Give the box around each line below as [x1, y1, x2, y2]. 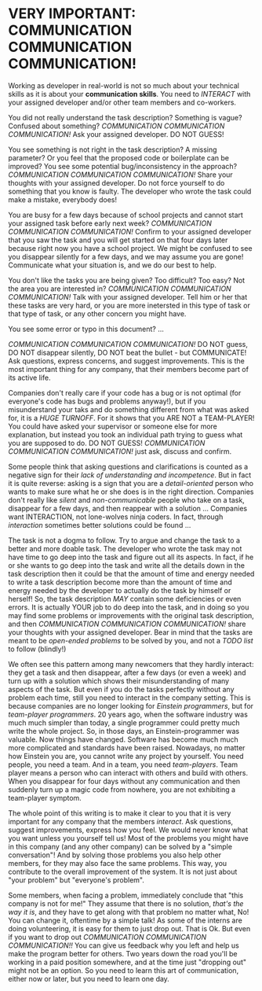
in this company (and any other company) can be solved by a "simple [8, 842, 233, 851]
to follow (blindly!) [8, 644, 67, 654]
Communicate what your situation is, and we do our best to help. [8, 260, 217, 270]
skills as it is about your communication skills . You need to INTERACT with [8, 89, 251, 98]
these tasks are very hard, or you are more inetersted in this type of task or [8, 300, 251, 310]
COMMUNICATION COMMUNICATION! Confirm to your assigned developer [8, 227, 252, 236]
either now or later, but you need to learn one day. [8, 974, 170, 983]
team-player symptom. [8, 793, 82, 802]
